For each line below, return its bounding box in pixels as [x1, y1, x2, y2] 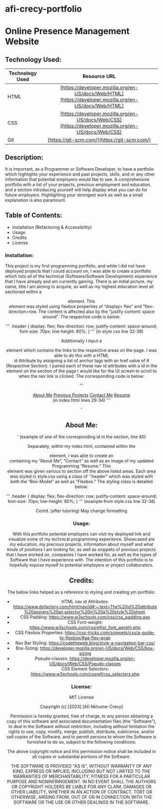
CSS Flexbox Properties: [15, 630, 64, 636]
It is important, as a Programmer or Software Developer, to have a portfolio [5, 166, 154, 172]
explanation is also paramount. [5, 197, 66, 203]
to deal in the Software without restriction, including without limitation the [8, 724, 155, 730]
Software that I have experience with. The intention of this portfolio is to [10, 557, 153, 563]
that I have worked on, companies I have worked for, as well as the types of [6, 552, 157, 558]
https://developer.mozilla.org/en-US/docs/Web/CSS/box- [39, 645, 155, 651]
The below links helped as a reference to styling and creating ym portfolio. [7, 589, 156, 595]
